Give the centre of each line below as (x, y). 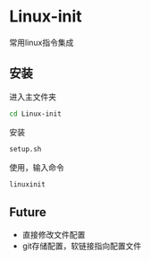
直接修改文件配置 (54, 235)
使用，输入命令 (37, 167)
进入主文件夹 (33, 97)
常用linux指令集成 (42, 42)
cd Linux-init (36, 114)
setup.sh (25, 149)
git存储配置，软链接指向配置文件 (82, 246)
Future (28, 212)
